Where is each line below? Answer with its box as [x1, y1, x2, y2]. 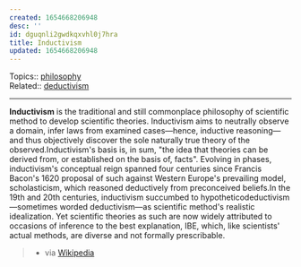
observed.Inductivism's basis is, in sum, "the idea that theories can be [9, 144, 269, 155]
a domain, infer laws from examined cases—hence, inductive [9, 125, 235, 136]
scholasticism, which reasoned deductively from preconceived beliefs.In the [9, 183, 291, 194]
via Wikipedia [44, 247, 95, 258]
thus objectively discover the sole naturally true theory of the [25, 135, 251, 146]
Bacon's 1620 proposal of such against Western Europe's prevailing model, [9, 173, 287, 184]
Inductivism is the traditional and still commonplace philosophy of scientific [9, 107, 289, 117]
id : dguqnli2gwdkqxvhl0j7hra [9, 30, 118, 39]
